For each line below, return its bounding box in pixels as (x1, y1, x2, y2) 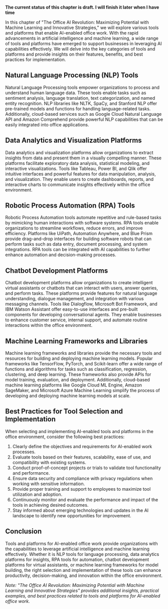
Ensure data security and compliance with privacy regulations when (12, 475, 153, 481)
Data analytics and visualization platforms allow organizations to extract (5, 149, 154, 155)
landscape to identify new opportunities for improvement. (12, 512, 131, 518)
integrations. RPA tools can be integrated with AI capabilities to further (5, 247, 150, 253)
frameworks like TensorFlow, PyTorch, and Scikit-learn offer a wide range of (5, 361, 162, 367)
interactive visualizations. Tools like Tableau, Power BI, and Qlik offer (5, 165, 147, 171)
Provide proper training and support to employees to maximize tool (12, 486, 151, 492)
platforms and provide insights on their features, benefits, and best (5, 51, 143, 57)
